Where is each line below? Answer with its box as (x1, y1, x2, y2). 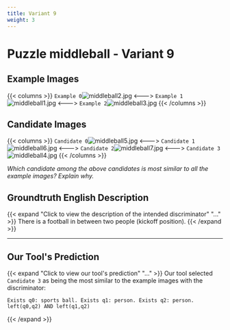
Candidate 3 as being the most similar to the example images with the (7, 276, 203, 285)
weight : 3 (7, 16, 36, 23)
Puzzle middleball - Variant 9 (7, 46, 175, 62)
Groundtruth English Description (7, 191, 149, 203)
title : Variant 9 (7, 10, 57, 17)
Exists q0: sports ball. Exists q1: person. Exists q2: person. (7, 296, 194, 304)
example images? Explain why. (7, 172, 94, 180)
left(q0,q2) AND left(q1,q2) (7, 303, 90, 309)
